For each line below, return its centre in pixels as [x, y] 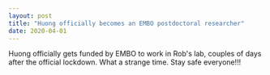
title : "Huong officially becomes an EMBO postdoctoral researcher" [126, 23]
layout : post [30, 16]
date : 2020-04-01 [38, 31]
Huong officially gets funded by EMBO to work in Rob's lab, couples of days [135, 54]
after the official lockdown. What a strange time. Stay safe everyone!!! [125, 62]
